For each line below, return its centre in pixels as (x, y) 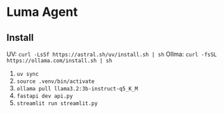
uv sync (27, 74)
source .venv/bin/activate (55, 82)
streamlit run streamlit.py (57, 104)
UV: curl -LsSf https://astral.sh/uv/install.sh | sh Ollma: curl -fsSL (112, 54)
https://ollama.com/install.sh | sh (59, 61)
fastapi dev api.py (45, 96)
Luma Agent (42, 12)
